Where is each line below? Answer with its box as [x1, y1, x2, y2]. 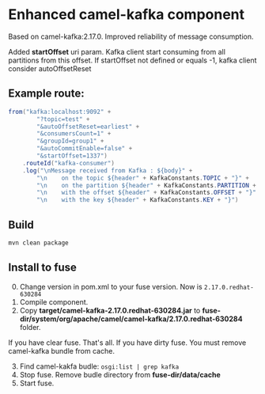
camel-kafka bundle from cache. [8, 346, 115, 355]
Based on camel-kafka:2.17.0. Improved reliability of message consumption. [8, 32, 254, 41]
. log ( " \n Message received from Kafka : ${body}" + [22, 166, 193, 175]
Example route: [8, 87, 85, 100]
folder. [19, 322, 41, 331]
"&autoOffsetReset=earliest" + [36, 123, 140, 131]
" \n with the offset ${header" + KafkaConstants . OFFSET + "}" [36, 188, 257, 197]
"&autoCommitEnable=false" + [36, 145, 133, 153]
